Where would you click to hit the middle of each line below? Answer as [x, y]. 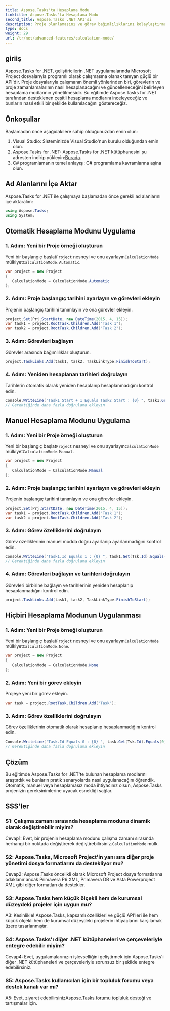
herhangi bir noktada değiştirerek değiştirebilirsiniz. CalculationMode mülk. [82, 843]
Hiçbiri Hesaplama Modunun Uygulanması [73, 616]
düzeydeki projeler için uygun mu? [49, 904]
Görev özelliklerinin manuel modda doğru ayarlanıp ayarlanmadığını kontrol [83, 541]
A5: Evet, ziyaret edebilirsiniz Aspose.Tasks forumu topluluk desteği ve [78, 998]
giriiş [13, 59]
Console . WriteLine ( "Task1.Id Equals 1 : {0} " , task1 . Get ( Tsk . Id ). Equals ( [86, 556]
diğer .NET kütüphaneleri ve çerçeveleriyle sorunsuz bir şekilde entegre [80, 962]
